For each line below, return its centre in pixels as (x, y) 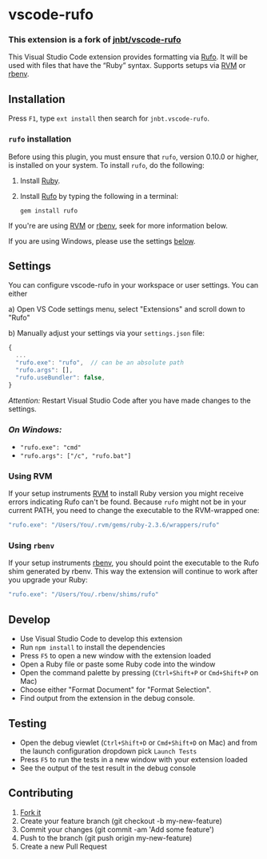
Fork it (30, 812)
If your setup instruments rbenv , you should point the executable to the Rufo (134, 563)
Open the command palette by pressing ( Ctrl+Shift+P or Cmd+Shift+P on (139, 673)
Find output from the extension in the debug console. (108, 698)
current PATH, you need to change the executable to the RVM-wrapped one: (134, 511)
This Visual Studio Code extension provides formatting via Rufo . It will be (128, 57)
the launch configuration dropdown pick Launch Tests (108, 751)
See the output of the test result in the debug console (108, 768)
